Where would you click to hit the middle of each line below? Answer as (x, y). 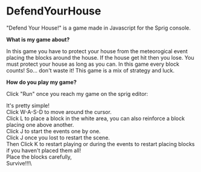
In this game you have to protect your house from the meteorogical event (97, 51)
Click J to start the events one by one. (53, 131)
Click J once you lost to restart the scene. (58, 138)
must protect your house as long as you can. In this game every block (93, 64)
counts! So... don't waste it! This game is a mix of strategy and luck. (91, 70)
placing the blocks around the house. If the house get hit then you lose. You (100, 57)
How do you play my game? (42, 82)
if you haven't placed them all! (44, 150)
